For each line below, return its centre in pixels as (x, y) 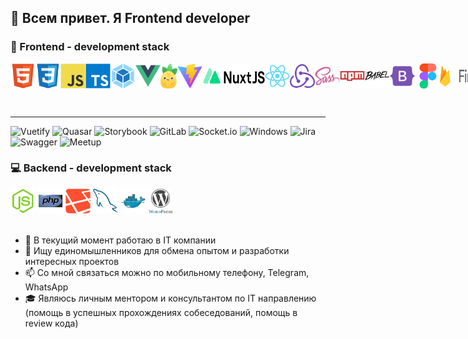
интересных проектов (72, 261)
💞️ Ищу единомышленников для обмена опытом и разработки (157, 250)
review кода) (51, 323)
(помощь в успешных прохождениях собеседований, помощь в (161, 312)
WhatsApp (46, 287)
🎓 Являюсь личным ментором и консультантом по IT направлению (170, 298)
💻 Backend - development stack (91, 168)
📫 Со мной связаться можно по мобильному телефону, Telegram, (167, 272)
